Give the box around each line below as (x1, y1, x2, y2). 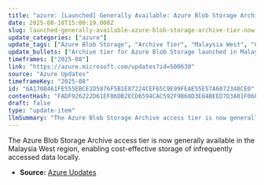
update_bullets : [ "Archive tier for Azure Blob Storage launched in (8, 48, 237, 56)
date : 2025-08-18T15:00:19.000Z (8, 19, 114, 27)
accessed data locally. (8, 152, 81, 161)
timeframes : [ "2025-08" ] (8, 56, 90, 64)
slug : (8, 26, 26, 34)
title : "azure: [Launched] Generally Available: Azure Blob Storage (8, 11, 237, 20)
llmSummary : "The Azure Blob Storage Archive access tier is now (8, 114, 226, 122)
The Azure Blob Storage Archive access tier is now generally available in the (8, 135, 255, 145)
